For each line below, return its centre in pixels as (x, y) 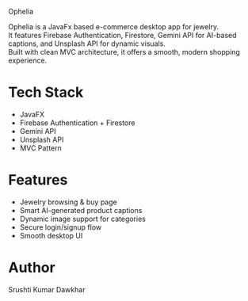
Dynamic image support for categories (83, 219)
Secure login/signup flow (61, 227)
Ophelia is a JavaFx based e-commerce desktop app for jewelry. (114, 27)
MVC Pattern (40, 148)
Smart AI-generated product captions (81, 210)
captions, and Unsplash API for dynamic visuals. (87, 44)
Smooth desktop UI (51, 235)
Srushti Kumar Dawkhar (47, 289)
